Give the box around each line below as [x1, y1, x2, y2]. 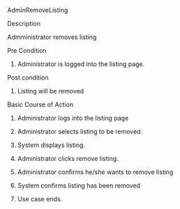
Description [7, 20, 40, 27]
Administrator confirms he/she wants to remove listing [17, 168, 174, 176]
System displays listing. [17, 141, 86, 149]
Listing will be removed [17, 87, 84, 95]
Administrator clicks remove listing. [17, 155, 119, 162]
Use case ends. [17, 195, 63, 203]
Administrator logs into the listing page [17, 114, 129, 122]
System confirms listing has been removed [17, 181, 141, 189]
